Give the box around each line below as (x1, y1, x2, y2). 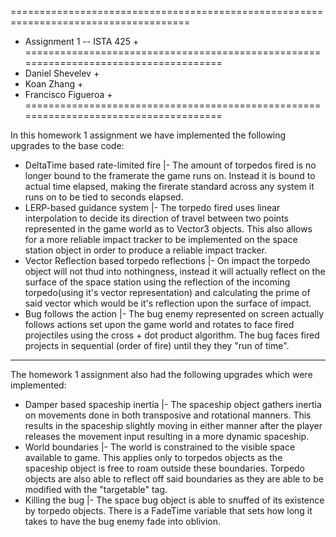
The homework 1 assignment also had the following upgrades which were (10, 369, 313, 380)
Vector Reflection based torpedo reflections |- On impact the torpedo (24, 255, 311, 266)
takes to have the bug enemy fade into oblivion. (24, 516, 222, 527)
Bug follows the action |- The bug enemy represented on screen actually (24, 308, 325, 320)
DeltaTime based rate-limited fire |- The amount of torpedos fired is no (24, 159, 317, 171)
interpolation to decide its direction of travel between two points (24, 212, 289, 224)
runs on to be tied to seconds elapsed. (24, 191, 184, 203)
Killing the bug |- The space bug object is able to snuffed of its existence (24, 494, 325, 506)
